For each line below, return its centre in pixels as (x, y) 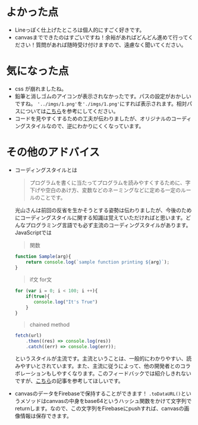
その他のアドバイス (53, 152)
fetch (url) (28, 335)
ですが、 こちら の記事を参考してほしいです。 (69, 381)
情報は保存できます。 (46, 416)
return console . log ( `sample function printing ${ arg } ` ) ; (98, 262)
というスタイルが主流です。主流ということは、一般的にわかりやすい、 (100, 359)
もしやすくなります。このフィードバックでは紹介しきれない (119, 374)
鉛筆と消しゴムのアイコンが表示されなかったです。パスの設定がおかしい (103, 96)
